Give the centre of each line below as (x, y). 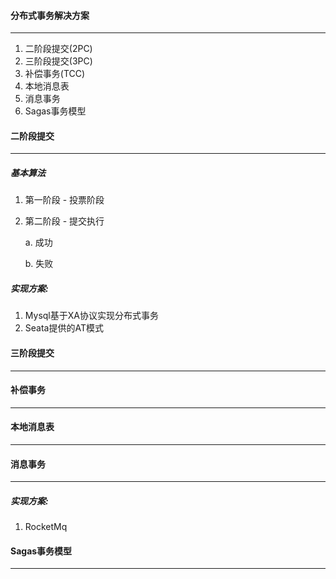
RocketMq (46, 527)
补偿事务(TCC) (55, 74)
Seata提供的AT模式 (64, 328)
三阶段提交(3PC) (58, 61)
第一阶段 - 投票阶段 (64, 200)
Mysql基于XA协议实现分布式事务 (91, 316)
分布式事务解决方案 (50, 15)
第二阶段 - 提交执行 (64, 221)
